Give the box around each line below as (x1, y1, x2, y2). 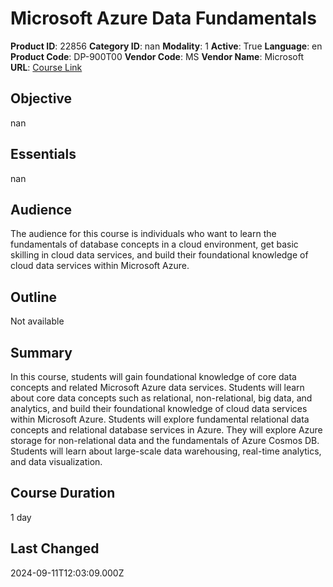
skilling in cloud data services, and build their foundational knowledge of (10, 249, 309, 261)
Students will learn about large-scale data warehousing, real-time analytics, (10, 445, 322, 457)
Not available (10, 315, 65, 327)
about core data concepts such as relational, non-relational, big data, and (10, 392, 313, 404)
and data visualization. (10, 456, 103, 467)
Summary (10, 344, 73, 361)
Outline (10, 288, 57, 306)
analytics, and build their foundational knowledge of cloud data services (10, 403, 308, 414)
